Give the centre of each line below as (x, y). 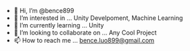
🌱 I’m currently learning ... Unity (59, 25)
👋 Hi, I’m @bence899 (44, 11)
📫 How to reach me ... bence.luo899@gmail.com (84, 40)
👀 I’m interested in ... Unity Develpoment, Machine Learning (98, 18)
